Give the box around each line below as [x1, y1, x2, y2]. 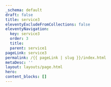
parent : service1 [10, 46, 47, 51]
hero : [5, 70, 17, 75]
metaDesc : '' [5, 60, 33, 65]
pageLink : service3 [5, 50, 47, 55]
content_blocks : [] [5, 74, 47, 79]
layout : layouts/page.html [5, 64, 63, 70]
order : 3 [10, 36, 29, 41]
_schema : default [5, 7, 42, 13]
